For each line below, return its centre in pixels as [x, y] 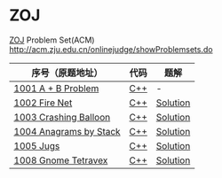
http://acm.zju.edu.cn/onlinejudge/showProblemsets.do [111, 49]
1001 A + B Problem [56, 88]
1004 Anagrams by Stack [67, 131]
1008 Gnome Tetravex [61, 160]
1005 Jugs [37, 145]
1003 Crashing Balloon [62, 117]
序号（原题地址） [67, 73]
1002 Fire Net [43, 103]
